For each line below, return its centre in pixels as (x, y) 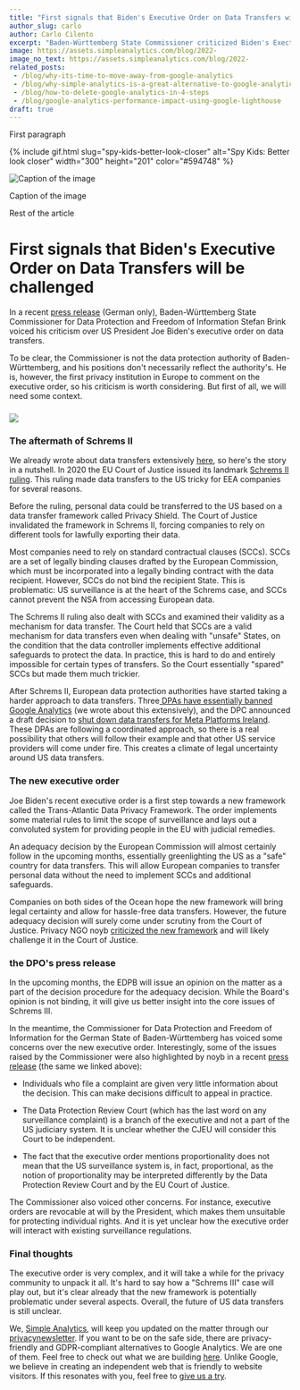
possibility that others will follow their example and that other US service (142, 739)
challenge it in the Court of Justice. (74, 939)
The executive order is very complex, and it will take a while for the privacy (147, 1273)
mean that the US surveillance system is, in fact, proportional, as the (148, 1165)
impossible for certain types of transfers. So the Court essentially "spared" (147, 665)
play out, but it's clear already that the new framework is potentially (133, 1293)
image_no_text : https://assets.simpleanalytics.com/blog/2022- (129, 59)
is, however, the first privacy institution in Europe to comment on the (135, 377)
